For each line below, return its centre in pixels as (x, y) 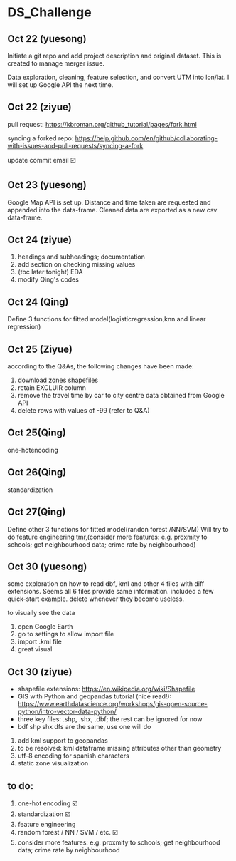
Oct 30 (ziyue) (40, 672)
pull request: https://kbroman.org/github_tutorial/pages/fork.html (102, 124)
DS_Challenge (49, 12)
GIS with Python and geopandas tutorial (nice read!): (95, 696)
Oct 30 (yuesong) (47, 566)
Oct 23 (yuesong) (47, 185)
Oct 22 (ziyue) (40, 107)
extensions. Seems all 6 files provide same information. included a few (111, 592)
